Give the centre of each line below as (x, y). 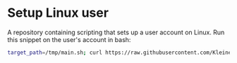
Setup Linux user (58, 13)
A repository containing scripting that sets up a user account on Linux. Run (116, 32)
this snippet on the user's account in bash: (69, 39)
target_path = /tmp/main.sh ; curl (55, 52)
